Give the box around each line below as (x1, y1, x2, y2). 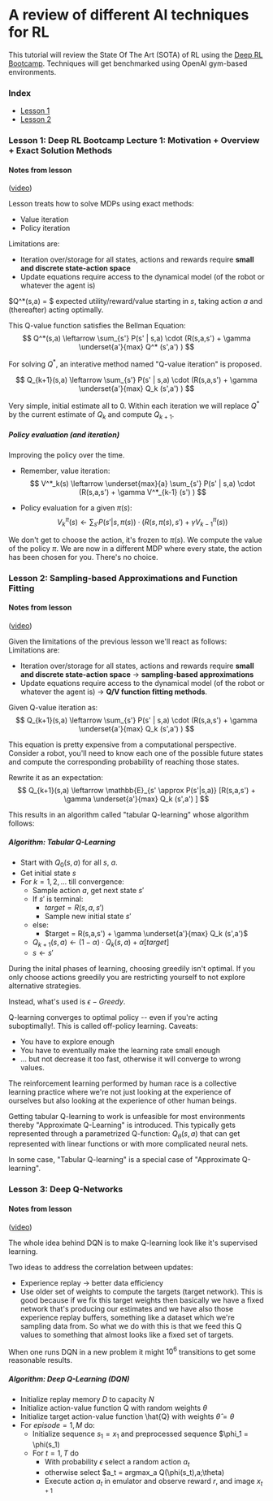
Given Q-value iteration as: (8, 703, 98, 713)
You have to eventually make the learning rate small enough (19, 1045, 221, 1055)
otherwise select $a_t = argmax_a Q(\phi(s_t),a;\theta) (44, 1467, 225, 1477)
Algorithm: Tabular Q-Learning (8, 837, 116, 847)
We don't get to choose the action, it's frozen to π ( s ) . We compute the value (8, 535, 262, 544)
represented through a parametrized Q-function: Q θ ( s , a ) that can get (8, 1128, 240, 1140)
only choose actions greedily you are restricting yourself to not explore (8, 972, 246, 982)
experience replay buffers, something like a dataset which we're (19, 1312, 236, 1322)
